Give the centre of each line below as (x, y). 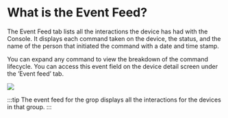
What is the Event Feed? (77, 13)
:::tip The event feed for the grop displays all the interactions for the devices (114, 100)
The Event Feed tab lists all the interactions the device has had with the (107, 31)
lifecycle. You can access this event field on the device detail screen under (113, 66)
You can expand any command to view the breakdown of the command (108, 59)
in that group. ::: (29, 106)
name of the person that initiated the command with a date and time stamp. (113, 46)
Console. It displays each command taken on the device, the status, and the (114, 38)
